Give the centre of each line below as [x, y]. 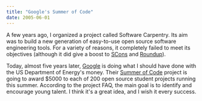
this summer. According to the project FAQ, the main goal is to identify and [99, 85]
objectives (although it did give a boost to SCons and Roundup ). [86, 54]
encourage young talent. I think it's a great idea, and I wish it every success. [101, 91]
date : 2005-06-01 [28, 18]
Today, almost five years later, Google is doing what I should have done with [101, 66]
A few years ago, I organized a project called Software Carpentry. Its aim [97, 34]
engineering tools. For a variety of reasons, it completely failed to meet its [99, 47]
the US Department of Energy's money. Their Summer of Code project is [97, 72]
